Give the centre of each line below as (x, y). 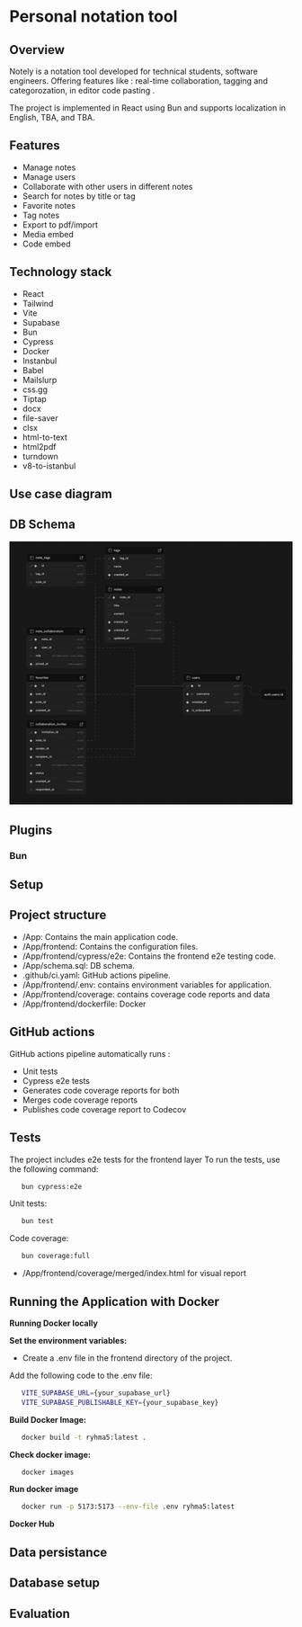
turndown (40, 456)
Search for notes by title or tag (79, 196)
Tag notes (41, 215)
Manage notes (49, 167)
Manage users (49, 176)
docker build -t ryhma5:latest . (84, 1437)
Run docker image (44, 1489)
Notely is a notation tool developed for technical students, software (133, 71)
